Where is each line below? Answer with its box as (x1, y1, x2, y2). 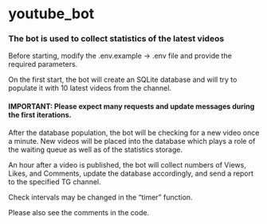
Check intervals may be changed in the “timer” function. (8, 192, 193, 202)
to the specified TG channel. (8, 176, 101, 187)
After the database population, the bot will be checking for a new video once (8, 128, 260, 137)
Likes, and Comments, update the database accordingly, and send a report (8, 168, 253, 178)
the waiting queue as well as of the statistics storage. (8, 145, 183, 154)
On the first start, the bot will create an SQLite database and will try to (8, 75, 238, 84)
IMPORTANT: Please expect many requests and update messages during (8, 102, 255, 111)
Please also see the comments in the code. (8, 207, 150, 217)
